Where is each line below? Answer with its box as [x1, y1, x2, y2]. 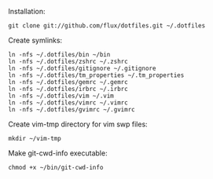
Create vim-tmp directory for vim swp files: [8, 119, 148, 129]
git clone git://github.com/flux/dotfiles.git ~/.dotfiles [8, 22, 206, 30]
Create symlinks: [8, 35, 63, 45]
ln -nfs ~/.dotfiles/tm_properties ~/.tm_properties [8, 71, 185, 79]
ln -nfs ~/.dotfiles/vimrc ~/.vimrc [8, 99, 128, 107]
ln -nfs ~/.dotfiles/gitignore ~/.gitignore [8, 64, 156, 72]
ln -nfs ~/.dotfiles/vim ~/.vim [8, 92, 114, 100]
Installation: [8, 7, 46, 16]
